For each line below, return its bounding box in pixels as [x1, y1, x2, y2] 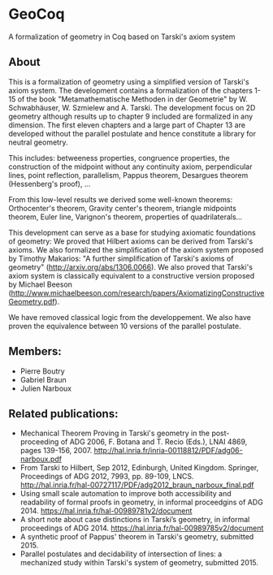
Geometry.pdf [8, 296, 55, 306]
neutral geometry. [8, 137, 68, 147]
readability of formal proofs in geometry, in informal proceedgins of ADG [19, 497, 264, 508]
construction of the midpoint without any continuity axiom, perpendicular [8, 162, 253, 171]
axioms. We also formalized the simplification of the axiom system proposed [8, 244, 264, 254]
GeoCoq [8, 5, 65, 24]
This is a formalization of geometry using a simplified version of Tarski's [8, 76, 249, 86]
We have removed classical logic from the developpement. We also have [8, 312, 252, 322]
